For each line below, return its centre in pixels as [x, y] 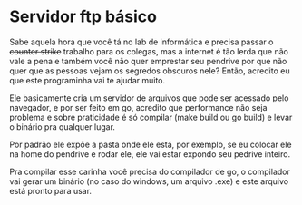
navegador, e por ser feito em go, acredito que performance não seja [138, 107]
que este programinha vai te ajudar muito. [88, 80]
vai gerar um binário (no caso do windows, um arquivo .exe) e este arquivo [149, 181]
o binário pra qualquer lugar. [63, 127]
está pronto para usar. [51, 190]
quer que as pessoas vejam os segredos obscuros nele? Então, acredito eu [150, 71]
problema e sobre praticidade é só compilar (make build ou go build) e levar [151, 117]
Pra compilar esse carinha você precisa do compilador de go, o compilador [150, 171]
